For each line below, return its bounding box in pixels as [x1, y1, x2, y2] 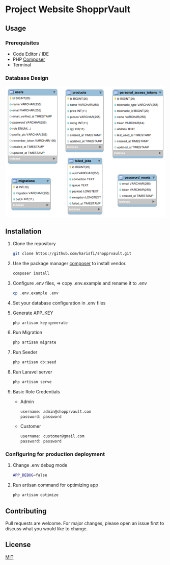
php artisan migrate [12, 340, 56, 345]
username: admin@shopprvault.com [20, 409, 92, 414]
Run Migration [12, 329, 42, 336]
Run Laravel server [12, 369, 52, 375]
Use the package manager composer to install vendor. [12, 260, 127, 266]
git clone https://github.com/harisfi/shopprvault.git [12, 251, 132, 256]
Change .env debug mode [12, 462, 68, 468]
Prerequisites [5, 39, 39, 46]
